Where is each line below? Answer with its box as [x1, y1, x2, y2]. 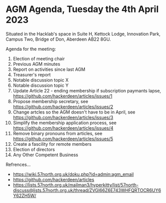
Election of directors [13, 146, 55, 152]
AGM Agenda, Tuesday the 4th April [6, 4, 159, 15]
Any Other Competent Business [13, 152, 78, 158]
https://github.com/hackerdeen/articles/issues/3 [13, 114, 113, 120]
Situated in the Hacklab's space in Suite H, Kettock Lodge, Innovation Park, [6, 31, 161, 37]
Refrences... [6, 161, 31, 167]
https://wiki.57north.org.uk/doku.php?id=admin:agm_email [13, 171, 134, 177]
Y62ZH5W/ [13, 192, 37, 198]
